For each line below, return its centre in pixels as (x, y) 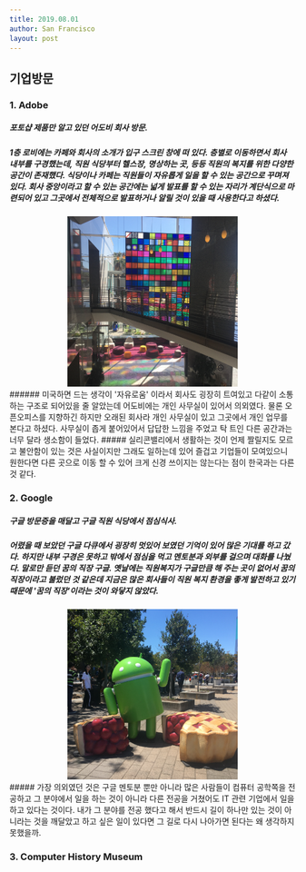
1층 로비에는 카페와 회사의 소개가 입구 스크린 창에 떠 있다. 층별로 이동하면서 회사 (148, 152)
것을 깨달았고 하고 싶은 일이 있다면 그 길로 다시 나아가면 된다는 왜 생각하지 (164, 821)
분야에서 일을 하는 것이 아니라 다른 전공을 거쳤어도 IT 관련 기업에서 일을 (169, 798)
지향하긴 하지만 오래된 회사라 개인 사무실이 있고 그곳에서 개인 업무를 (168, 417)
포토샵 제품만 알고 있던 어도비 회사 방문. (79, 128)
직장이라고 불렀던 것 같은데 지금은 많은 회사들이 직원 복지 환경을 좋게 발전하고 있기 (153, 579)
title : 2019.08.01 (44, 19)
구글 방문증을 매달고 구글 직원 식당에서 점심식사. (94, 520)
